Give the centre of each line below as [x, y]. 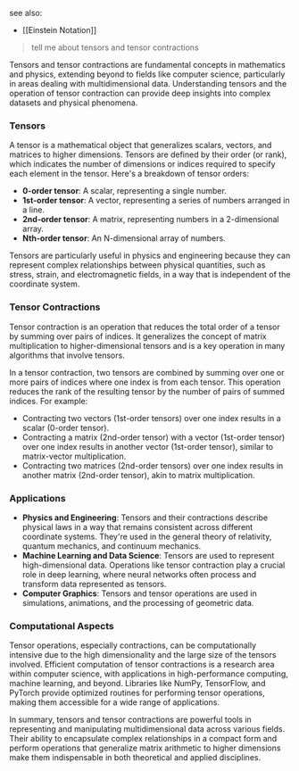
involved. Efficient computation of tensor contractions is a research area [142, 665]
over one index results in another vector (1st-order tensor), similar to [148, 446]
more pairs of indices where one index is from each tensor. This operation [145, 382]
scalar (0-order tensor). [66, 427]
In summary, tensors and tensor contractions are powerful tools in [130, 720]
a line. [33, 210]
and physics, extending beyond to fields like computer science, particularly [147, 74]
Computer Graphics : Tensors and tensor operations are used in [139, 593]
